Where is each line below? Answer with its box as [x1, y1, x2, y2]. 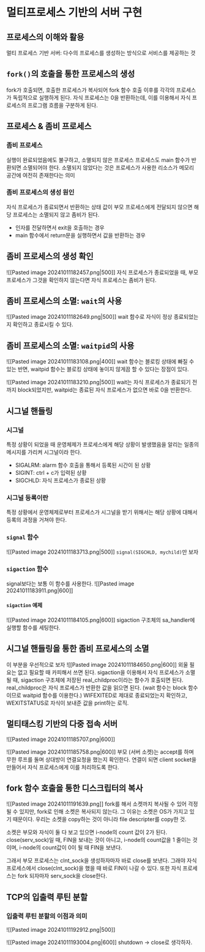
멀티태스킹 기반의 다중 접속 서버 [6, 719, 118, 729]
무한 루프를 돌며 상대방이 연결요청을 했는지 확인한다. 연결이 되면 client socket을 [6, 756, 197, 763]
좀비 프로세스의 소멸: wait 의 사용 [6, 296, 122, 306]
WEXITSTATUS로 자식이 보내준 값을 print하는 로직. [6, 699, 129, 707]
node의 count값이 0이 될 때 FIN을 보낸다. [23, 844, 122, 851]
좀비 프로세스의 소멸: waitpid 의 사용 [6, 340, 135, 351]
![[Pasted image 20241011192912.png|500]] [6, 926, 116, 934]
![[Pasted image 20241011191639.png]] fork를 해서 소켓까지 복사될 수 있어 [6, 800, 187, 808]
